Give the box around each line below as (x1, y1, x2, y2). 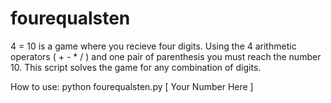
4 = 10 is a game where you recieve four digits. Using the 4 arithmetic (10, 40, 297, 52)
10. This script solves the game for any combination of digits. (10, 61, 262, 73)
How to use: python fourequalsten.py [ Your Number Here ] (10, 80, 254, 92)
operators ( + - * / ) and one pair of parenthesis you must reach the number (10, 50, 322, 62)
